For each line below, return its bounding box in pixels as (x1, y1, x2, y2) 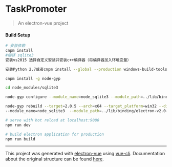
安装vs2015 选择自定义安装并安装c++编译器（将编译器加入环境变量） (5, 57, 132, 62)
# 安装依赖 (5, 43, 26, 49)
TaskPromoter (5, 3, 67, 15)
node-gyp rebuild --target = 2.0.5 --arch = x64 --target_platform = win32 (5, 103, 157, 109)
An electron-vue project (17, 20, 69, 26)
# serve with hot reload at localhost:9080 (5, 117, 100, 123)
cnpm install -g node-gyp (5, 76, 60, 81)
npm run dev (5, 122, 31, 128)
